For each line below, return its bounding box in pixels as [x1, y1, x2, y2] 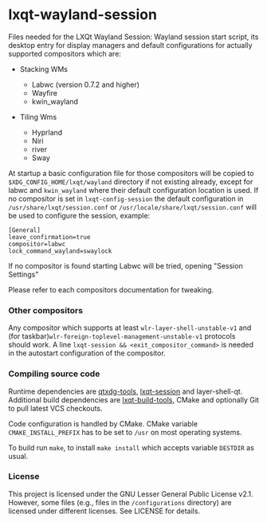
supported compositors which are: [8, 49, 122, 58]
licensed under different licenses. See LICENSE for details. [8, 506, 201, 516]
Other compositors [8, 304, 84, 316]
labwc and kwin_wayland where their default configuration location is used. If [8, 185, 259, 194]
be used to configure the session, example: [8, 210, 151, 220]
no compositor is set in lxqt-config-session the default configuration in [8, 194, 244, 203]
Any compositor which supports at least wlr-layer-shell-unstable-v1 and [8, 323, 252, 332]
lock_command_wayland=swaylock [8, 247, 112, 255]
